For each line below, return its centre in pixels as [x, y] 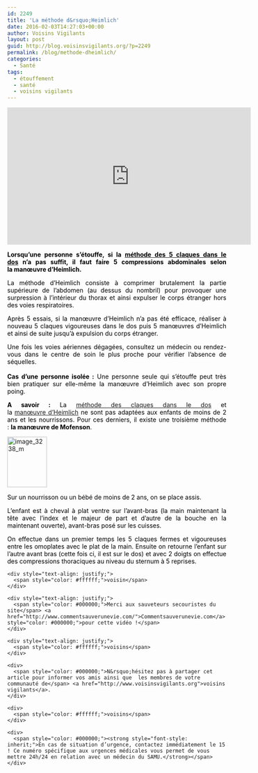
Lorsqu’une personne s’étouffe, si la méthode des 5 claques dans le [117, 254]
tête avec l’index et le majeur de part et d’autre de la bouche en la [117, 518]
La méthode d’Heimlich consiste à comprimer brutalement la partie [117, 283]
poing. [16, 392]
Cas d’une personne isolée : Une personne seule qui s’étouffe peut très [117, 376]
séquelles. [22, 362]
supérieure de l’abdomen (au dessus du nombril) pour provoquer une [117, 291]
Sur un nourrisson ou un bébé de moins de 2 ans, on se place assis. [104, 497]
